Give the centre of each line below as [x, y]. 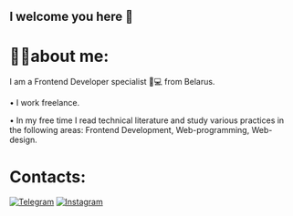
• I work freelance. [45, 103]
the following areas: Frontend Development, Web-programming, [130, 130]
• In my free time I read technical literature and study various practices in [147, 120]
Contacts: [48, 176]
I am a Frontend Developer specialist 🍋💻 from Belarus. [112, 82]
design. [24, 140]
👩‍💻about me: [59, 56]
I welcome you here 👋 [72, 17]
